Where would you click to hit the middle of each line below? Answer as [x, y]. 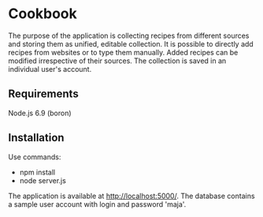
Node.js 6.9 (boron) [40, 113]
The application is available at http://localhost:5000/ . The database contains [131, 196]
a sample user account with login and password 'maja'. [97, 204]
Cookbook [43, 14]
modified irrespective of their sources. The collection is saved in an [117, 61]
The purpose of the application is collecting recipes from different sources [129, 36]
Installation [36, 138]
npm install [37, 172]
